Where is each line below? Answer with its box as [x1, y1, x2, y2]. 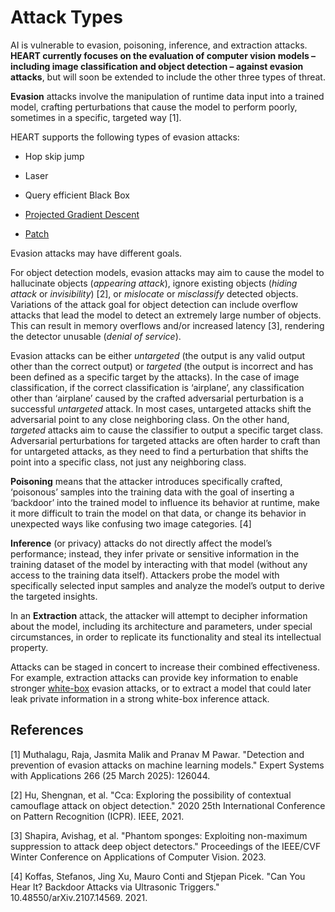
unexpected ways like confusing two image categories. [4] [10, 517, 252, 530]
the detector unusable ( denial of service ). [10, 330, 182, 342]
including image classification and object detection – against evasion [10, 60, 304, 72]
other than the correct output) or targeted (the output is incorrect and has [10, 360, 314, 372]
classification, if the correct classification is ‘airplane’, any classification [10, 381, 305, 393]
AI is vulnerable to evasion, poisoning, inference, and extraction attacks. [10, 39, 308, 51]
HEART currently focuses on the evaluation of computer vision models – [10, 49, 317, 61]
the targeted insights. [10, 590, 98, 602]
